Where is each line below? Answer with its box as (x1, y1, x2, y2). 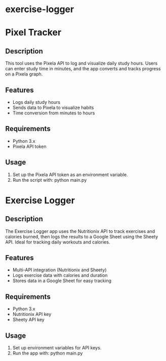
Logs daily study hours (12, 99, 61, 105)
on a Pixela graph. (5, 71, 43, 77)
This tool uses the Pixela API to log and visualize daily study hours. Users (5, 60, 158, 66)
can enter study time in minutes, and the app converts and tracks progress (5, 66, 161, 72)
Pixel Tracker (5, 27, 62, 38)
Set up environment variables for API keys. (12, 345, 102, 351)
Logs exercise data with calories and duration (12, 272, 108, 278)
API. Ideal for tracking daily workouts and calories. (5, 239, 110, 245)
